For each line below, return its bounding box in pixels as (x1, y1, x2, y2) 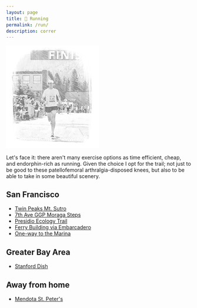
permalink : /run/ (6, 22, 49, 28)
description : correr (6, 28, 57, 34)
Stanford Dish (14, 263, 48, 270)
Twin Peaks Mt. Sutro (14, 205, 66, 212)
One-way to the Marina (14, 230, 71, 237)
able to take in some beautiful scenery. (6, 172, 100, 179)
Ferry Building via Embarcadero (14, 224, 91, 231)
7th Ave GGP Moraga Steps (14, 212, 81, 219)
